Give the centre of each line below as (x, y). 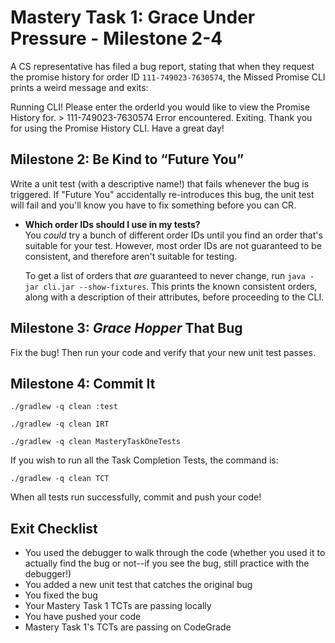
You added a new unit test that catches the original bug (138, 585)
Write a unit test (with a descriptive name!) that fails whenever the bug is (160, 183)
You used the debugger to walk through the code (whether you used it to (175, 553)
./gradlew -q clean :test (64, 407)
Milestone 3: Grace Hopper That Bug (126, 328)
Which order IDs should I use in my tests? (112, 224)
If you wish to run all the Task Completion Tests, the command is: (144, 460)
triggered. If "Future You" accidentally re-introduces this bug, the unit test (162, 194)
